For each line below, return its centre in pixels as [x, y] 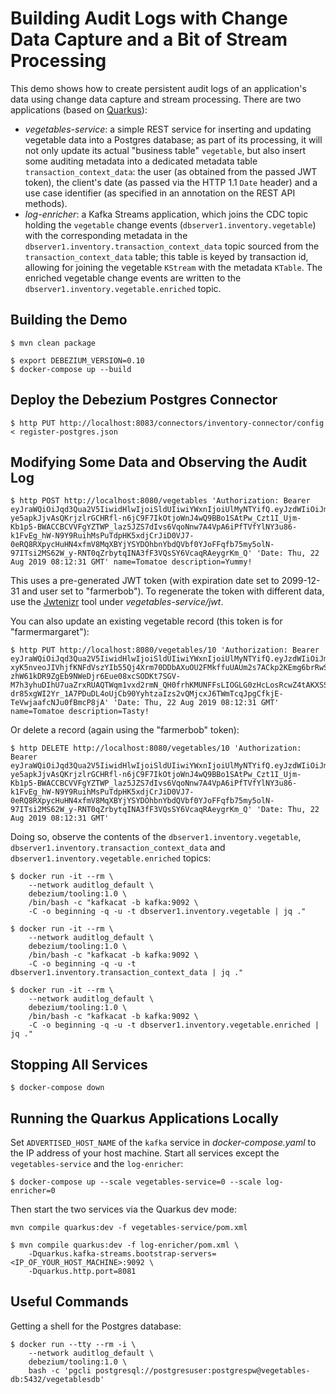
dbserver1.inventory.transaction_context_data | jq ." [127, 973]
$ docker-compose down [57, 1088]
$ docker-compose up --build [71, 369]
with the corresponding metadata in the [106, 235]
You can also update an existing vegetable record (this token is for [146, 621]
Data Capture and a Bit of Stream [149, 39]
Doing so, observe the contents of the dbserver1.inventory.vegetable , [156, 837]
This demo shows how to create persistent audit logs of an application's [158, 88]
